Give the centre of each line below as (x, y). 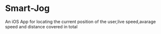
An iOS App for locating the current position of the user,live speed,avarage (80, 22)
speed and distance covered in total (41, 26)
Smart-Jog (27, 8)
